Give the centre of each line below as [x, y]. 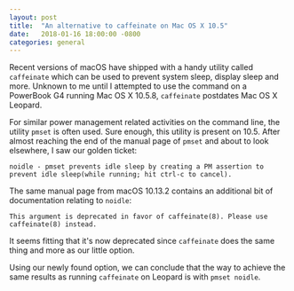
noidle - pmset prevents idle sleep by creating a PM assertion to [137, 167]
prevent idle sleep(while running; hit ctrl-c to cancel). [121, 175]
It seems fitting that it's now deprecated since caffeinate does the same [142, 241]
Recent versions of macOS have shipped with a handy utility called [131, 67]
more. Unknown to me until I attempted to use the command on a [128, 86]
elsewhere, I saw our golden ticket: [73, 151]
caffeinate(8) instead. [53, 224]
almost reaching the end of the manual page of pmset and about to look [139, 141]
